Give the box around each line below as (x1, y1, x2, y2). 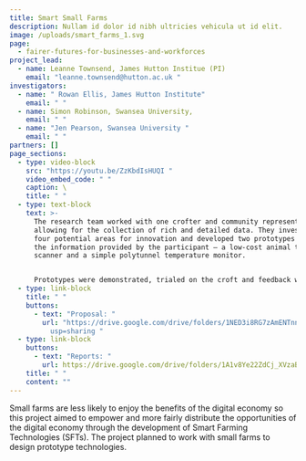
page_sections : (9, 149, 67, 158)
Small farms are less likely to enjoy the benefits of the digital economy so (9, 403, 284, 414)
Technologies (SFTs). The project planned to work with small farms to (9, 431, 270, 443)
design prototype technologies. (9, 441, 127, 452)
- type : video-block (17, 157, 96, 167)
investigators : (9, 81, 67, 90)
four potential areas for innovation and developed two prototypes (33, 234, 296, 243)
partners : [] (9, 141, 59, 150)
